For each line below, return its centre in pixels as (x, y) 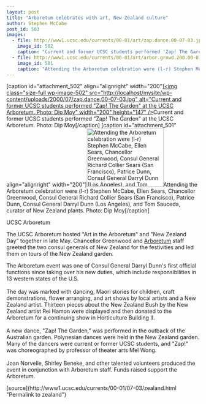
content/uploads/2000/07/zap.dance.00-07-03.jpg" (72, 99)
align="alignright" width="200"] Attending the (102, 185)
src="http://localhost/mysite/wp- (131, 93)
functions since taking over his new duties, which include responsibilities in (101, 272)
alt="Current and (160, 99)
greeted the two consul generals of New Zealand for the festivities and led (100, 247)
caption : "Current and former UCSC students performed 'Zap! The (103, 52)
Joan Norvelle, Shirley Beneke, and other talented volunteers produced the (101, 363)
